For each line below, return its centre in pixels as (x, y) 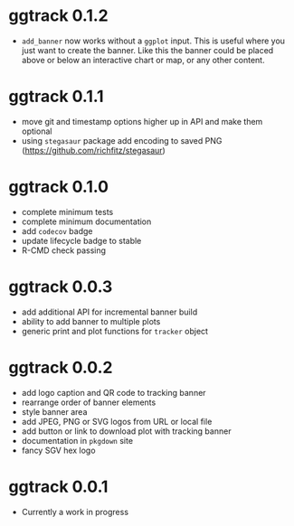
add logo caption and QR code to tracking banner (114, 392)
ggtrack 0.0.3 (61, 286)
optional (37, 131)
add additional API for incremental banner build (109, 312)
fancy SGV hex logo (58, 450)
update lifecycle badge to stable (81, 240)
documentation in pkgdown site (77, 440)
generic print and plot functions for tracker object (115, 331)
